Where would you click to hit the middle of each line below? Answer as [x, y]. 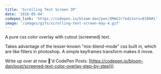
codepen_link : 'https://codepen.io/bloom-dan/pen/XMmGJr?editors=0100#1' [81, 18]
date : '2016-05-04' [25, 14]
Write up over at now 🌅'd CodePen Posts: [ [48, 61]
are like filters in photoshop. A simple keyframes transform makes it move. [80, 52]
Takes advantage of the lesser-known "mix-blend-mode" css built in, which [81, 46]
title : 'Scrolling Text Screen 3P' [41, 9]
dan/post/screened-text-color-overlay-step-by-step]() [60, 66]
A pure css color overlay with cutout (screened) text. [58, 37]
